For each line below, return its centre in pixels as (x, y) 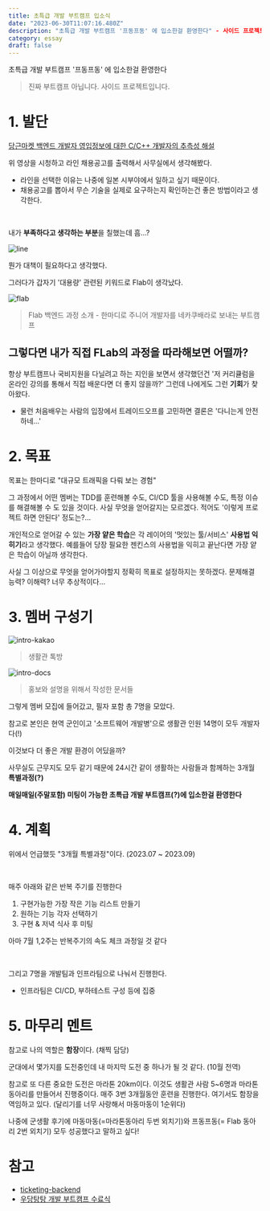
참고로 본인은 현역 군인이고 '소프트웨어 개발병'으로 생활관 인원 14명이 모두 (123, 723)
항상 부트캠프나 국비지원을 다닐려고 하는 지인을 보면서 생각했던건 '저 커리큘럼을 (132, 374)
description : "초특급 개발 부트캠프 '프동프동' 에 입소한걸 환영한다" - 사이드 (124, 31)
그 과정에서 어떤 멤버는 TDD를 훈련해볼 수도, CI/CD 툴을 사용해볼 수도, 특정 (126, 497)
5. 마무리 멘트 (51, 1026)
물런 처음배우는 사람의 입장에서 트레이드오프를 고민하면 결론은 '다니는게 (131, 411)
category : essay (35, 38)
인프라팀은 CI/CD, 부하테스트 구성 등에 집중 (88, 990)
